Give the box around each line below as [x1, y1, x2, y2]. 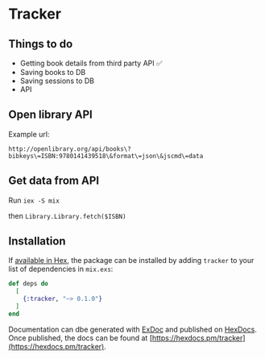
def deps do [8, 280, 48, 288]
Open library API [8, 108, 93, 122]
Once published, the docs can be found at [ [8, 332, 153, 343]
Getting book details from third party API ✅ [19, 58, 163, 68]
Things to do [8, 37, 73, 51]
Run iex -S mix [8, 195, 60, 205]
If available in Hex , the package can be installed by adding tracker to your [8, 256, 255, 265]
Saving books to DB [19, 68, 86, 77]
